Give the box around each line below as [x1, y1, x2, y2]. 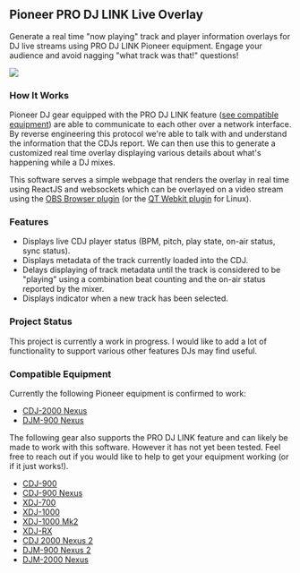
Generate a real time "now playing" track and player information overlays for [9, 30, 291, 41]
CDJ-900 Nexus [21, 488, 83, 498]
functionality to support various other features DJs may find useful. [9, 345, 258, 356]
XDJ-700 [21, 497, 56, 508]
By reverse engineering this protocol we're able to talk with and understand [9, 129, 287, 140]
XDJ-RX [21, 526, 53, 536]
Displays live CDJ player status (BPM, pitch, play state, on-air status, [21, 236, 276, 247]
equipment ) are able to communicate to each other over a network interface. [9, 119, 292, 130]
